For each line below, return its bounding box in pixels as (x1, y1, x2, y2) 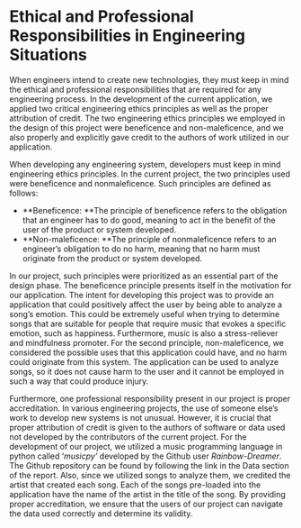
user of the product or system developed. (22, 223, 177, 235)
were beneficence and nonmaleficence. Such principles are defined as (9, 178, 271, 188)
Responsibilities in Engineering (9, 25, 245, 46)
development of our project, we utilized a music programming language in (9, 441, 283, 451)
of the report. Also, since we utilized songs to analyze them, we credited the (9, 469, 291, 480)
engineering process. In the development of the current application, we (9, 93, 273, 105)
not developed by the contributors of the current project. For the (9, 431, 247, 442)
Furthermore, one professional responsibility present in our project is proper (9, 393, 291, 404)
